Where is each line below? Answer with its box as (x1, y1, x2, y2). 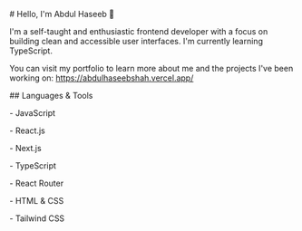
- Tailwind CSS (9, 213, 65, 224)
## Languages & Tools (9, 91, 93, 101)
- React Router (9, 178, 64, 188)
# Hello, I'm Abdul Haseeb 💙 (9, 9, 115, 19)
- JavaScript (9, 108, 56, 118)
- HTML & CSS (9, 196, 64, 206)
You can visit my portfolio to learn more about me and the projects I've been (9, 63, 294, 73)
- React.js (9, 125, 45, 136)
